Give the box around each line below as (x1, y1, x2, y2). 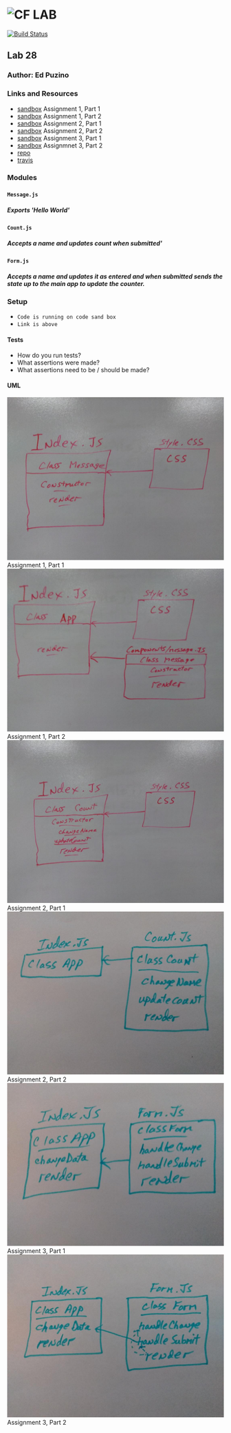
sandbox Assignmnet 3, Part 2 (16, 141, 103, 150)
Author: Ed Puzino (7, 70, 69, 80)
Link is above (16, 321, 58, 328)
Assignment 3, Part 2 (7, 1418, 67, 1426)
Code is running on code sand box (16, 314, 116, 321)
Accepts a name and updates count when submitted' (7, 238, 163, 247)
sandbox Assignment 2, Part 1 (16, 119, 102, 128)
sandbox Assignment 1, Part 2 (16, 112, 102, 120)
